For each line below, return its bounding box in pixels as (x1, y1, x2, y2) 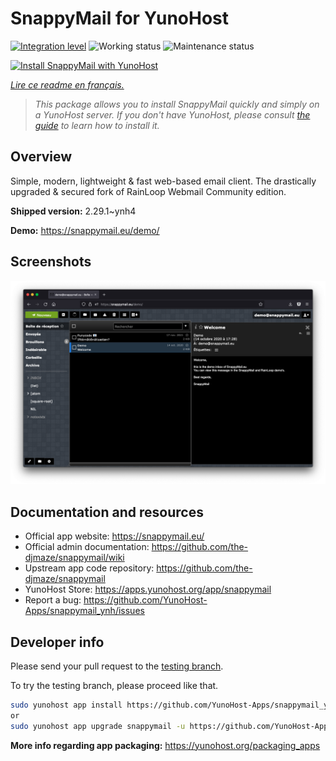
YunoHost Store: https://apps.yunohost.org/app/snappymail (24, 583, 272, 596)
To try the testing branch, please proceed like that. (10, 680, 219, 692)
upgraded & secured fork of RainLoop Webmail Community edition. (10, 185, 287, 197)
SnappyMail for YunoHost (10, 7, 230, 30)
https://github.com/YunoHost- (83, 594, 208, 606)
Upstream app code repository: (24, 562, 155, 574)
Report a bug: (24, 594, 82, 606)
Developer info (10, 633, 105, 651)
